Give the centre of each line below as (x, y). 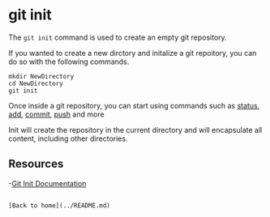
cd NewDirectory (36, 83)
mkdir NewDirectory (41, 76)
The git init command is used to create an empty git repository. (118, 37)
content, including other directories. (68, 138)
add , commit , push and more (56, 114)
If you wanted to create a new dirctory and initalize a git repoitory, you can (133, 53)
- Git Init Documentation (47, 183)
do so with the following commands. (69, 62)
